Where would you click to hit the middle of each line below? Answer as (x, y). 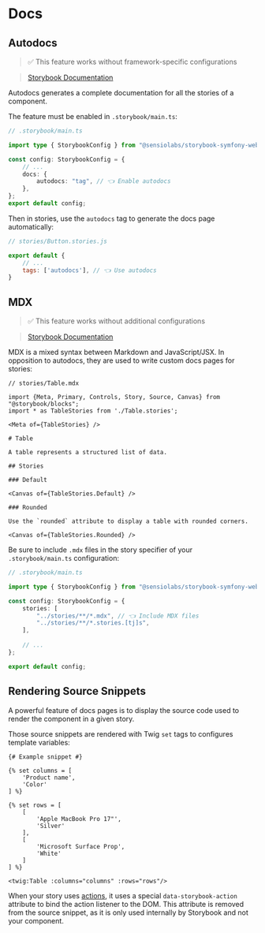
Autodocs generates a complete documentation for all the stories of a (121, 93)
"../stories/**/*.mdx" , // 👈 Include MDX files (118, 616)
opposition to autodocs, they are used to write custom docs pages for (121, 360)
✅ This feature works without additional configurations (116, 321)
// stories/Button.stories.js (58, 241)
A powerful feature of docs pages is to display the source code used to (124, 710)
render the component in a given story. (71, 718)
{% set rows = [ (35, 805)
